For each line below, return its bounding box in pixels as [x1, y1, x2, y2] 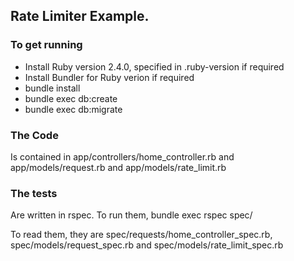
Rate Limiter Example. [10, 8, 150, 25]
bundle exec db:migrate [24, 103, 123, 115]
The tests [10, 186, 58, 200]
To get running [10, 38, 83, 52]
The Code [10, 128, 59, 142]
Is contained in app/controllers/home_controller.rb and [10, 150, 235, 163]
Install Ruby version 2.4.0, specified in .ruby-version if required [24, 60, 285, 73]
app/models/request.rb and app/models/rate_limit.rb [10, 161, 227, 173]
